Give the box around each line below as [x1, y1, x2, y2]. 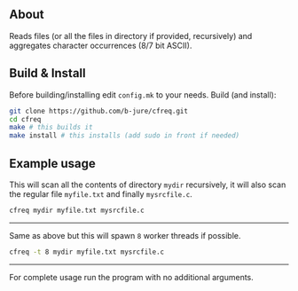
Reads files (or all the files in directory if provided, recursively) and [9, 30, 253, 41]
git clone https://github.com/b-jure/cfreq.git [9, 106, 189, 115]
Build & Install [9, 66, 86, 81]
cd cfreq [9, 114, 42, 123]
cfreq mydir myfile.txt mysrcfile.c [9, 206, 145, 215]
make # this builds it [9, 123, 93, 132]
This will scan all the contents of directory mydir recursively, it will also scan [9, 179, 286, 190]
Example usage [9, 155, 96, 171]
